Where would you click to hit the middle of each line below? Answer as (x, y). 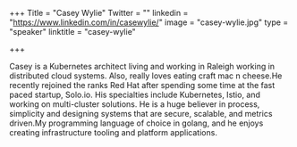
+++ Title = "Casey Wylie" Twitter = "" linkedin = (99, 13)
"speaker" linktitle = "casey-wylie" (72, 32)
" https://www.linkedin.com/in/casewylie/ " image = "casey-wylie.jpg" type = (149, 22)
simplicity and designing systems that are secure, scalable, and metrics (141, 114)
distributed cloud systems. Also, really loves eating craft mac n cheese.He (146, 76)
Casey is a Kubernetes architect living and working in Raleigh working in (142, 66)
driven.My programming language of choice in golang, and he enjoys (136, 123)
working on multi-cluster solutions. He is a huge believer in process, (135, 104)
